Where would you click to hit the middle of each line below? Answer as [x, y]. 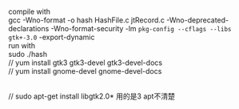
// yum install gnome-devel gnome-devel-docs [85, 71]
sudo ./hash [28, 54]
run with [22, 46]
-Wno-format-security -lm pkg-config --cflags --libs [141, 28]
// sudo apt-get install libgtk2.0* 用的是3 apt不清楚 [92, 96]
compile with [29, 12]
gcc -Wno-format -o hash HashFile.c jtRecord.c [87, 20]
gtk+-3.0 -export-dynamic [52, 37]
